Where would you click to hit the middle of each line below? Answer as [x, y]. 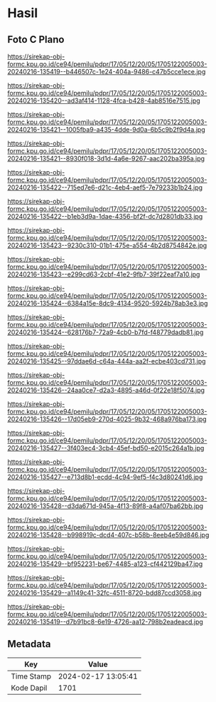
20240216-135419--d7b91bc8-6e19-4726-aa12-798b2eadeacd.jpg [106, 622]
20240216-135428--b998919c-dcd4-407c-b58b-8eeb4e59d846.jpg [108, 535]
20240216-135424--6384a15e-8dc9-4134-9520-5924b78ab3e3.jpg [108, 303]
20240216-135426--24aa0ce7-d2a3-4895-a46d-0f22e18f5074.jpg [106, 390]
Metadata [29, 644]
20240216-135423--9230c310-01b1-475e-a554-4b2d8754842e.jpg [107, 245]
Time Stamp [31, 676]
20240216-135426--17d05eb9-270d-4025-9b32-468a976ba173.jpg [107, 419]
